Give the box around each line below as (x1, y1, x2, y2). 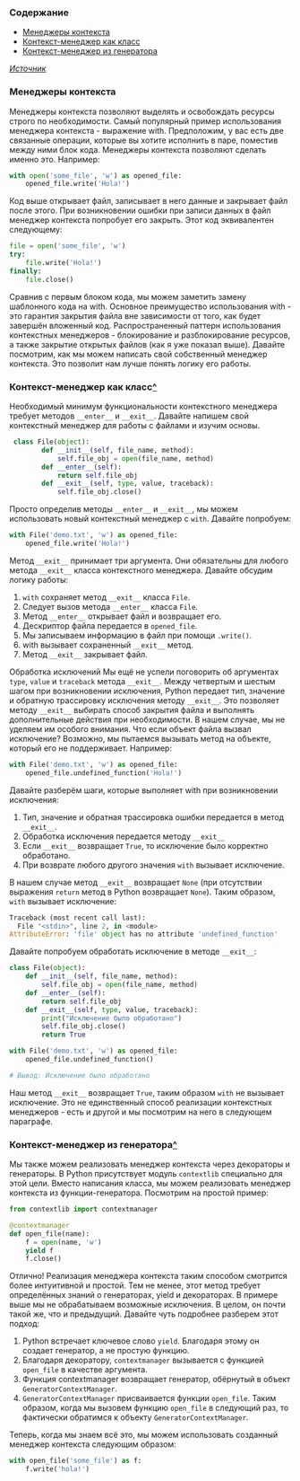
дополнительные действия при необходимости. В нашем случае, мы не (9, 714, 286, 725)
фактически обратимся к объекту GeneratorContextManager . (21, 1412, 249, 1423)
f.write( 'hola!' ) (25, 1465, 90, 1474)
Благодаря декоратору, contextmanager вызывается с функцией (21, 1354, 264, 1366)
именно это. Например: (9, 154, 100, 164)
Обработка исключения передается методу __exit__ (21, 831, 226, 842)
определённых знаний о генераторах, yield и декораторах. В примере (9, 1290, 279, 1300)
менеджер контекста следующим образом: (9, 1439, 176, 1450)
